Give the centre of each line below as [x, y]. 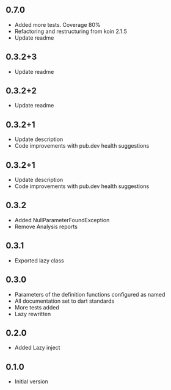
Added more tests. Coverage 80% [58, 24]
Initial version [31, 381]
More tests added [37, 307]
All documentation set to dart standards [64, 301]
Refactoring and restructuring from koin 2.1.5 [71, 31]
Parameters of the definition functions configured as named [90, 294]
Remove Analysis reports [46, 226]
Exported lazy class [39, 260]
